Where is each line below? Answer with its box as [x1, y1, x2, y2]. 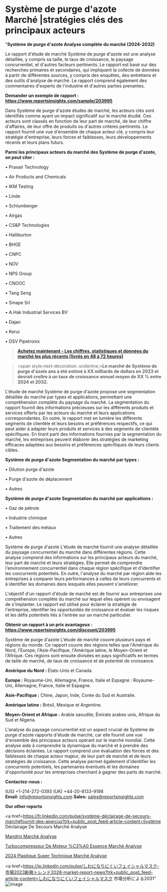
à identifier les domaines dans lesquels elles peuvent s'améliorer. [5, 581, 139, 587]
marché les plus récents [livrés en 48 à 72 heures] [17, 353, 124, 359]
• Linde [5, 193, 21, 199]
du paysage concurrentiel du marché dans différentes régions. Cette [5, 549, 146, 555]
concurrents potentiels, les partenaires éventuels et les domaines [5, 764, 140, 770]
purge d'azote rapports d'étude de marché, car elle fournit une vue [5, 732, 143, 738]
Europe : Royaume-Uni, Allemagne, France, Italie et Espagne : [5, 677, 132, 683]
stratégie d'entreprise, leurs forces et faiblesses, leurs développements [5, 134, 152, 140]
